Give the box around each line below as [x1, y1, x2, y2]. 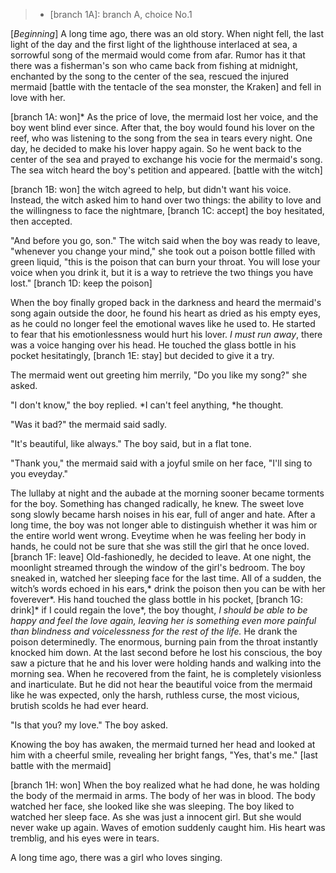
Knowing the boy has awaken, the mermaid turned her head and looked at [10, 739, 316, 750]
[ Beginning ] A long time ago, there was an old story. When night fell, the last [10, 28, 324, 39]
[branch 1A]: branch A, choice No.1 [49, 9, 193, 20]
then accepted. [10, 215, 73, 227]
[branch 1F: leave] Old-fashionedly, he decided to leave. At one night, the [10, 551, 312, 563]
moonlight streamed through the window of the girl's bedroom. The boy [10, 562, 306, 573]
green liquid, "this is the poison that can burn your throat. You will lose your [10, 256, 321, 268]
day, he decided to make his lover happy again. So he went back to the [10, 143, 302, 154]
